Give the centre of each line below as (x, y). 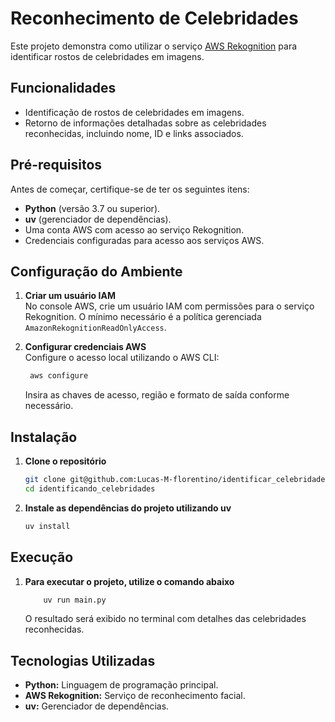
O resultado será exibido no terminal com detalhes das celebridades (165, 619)
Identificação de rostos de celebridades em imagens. (134, 112)
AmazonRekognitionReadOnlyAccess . (95, 328)
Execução (42, 557)
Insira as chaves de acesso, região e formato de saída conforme (157, 395)
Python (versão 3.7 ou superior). (92, 208)
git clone (45, 480)
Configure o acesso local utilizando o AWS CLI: (122, 358)
